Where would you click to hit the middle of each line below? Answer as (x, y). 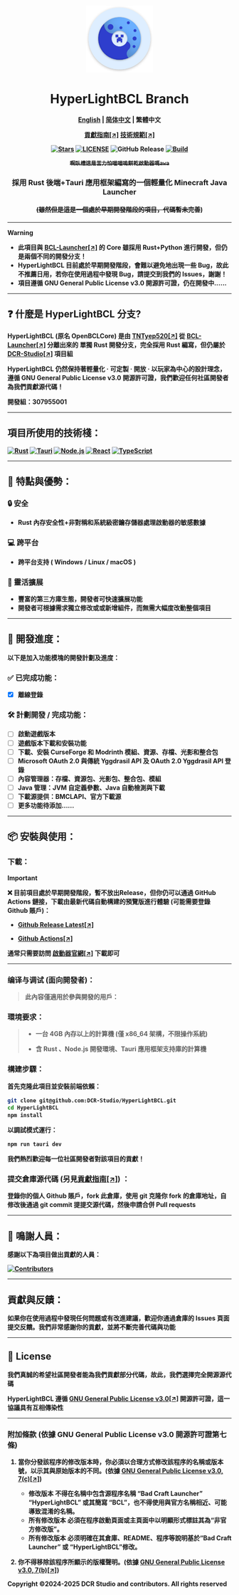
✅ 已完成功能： (33, 678)
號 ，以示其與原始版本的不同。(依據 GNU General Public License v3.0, (121, 1471)
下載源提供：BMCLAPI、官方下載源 (69, 796)
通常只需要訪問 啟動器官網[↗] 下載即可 (64, 953)
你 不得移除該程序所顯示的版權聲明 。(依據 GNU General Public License (121, 1562)
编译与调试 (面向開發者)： (51, 980)
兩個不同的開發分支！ (55, 256)
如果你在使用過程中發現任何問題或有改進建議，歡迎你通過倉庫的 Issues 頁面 (118, 1318)
